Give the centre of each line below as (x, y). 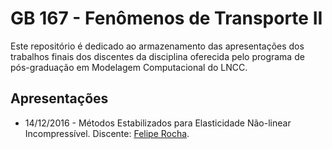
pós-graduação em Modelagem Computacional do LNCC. (129, 67)
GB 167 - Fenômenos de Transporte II (166, 18)
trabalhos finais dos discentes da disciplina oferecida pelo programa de (157, 56)
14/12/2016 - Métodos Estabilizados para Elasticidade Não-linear (158, 123)
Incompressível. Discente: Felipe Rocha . (107, 133)
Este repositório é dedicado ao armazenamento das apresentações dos (157, 46)
